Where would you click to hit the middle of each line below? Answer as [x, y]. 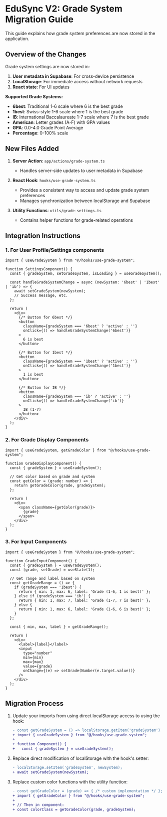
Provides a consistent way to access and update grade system [84, 190]
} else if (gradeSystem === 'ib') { [52, 596]
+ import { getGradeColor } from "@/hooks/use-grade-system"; [78, 795]
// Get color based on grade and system [52, 476]
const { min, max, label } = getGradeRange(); [59, 627]
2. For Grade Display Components [47, 440]
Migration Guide [39, 19]
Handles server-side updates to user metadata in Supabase [81, 171]
